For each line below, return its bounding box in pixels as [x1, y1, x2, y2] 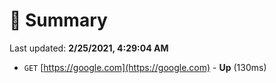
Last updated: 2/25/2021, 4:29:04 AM [9, 42, 169, 54]
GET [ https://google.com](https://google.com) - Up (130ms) [23, 61, 267, 73]
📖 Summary [9, 9, 108, 32]
